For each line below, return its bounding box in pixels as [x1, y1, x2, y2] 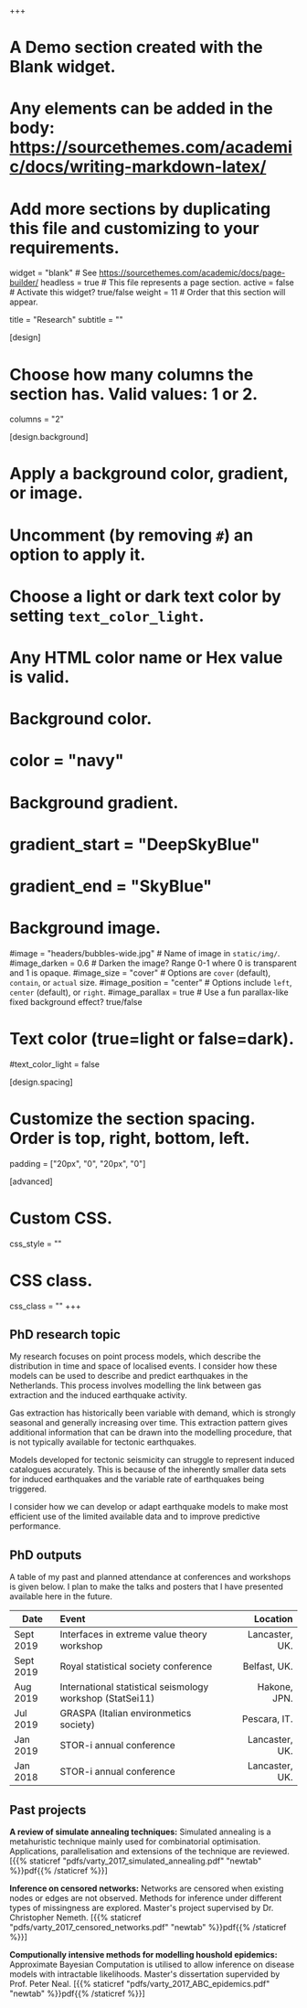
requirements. [9, 237, 121, 258]
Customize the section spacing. [9, 1108, 256, 1129]
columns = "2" [9, 413, 64, 425]
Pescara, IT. [241, 1713, 293, 1725]
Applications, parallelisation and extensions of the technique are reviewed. [9, 1846, 290, 1857]
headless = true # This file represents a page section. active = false [40, 277, 295, 288]
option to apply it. [9, 544, 146, 565]
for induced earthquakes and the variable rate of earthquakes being [9, 1474, 265, 1485]
